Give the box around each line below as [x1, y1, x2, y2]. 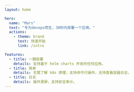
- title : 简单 [9, 66, 36, 71]
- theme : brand [13, 34, 45, 39]
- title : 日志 [9, 75, 36, 80]
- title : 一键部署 [9, 57, 44, 62]
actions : [9, 30, 27, 35]
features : [4, 52, 25, 57]
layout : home [4, 7, 31, 12]
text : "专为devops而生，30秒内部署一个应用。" [9, 25, 95, 30]
